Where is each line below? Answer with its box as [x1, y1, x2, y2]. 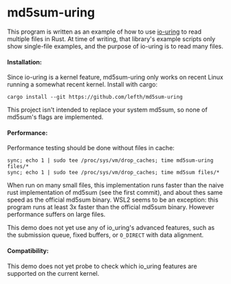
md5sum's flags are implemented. [7, 113, 104, 121]
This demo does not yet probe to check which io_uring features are [7, 262, 197, 270]
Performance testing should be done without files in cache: [7, 144, 175, 152]
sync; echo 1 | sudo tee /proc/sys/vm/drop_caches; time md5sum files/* [7, 169, 220, 176]
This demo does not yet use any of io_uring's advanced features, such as [7, 224, 215, 232]
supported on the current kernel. [7, 269, 100, 277]
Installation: [7, 58, 43, 66]
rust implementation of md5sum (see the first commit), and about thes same [7, 189, 223, 197]
